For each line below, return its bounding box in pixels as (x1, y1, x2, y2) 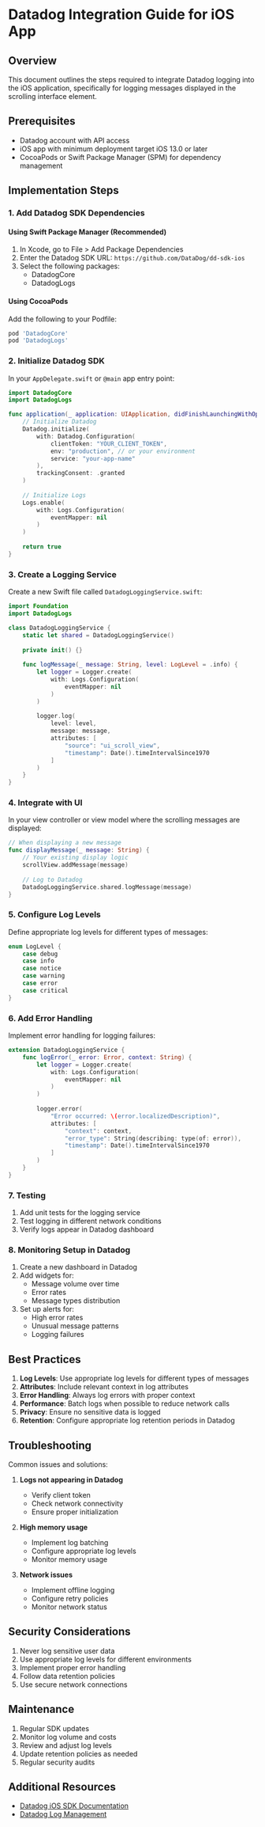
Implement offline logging (31, 1585, 115, 1594)
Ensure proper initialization (31, 1506, 118, 1517)
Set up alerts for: (19, 1305, 75, 1314)
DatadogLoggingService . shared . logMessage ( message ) (22, 883, 192, 891)
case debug (22, 950, 58, 958)
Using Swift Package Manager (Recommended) (8, 227, 167, 237)
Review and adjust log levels (19, 1740, 112, 1750)
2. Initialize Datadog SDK (8, 355, 105, 367)
